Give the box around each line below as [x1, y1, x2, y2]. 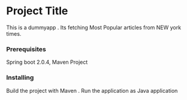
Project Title [6, 4, 68, 18]
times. [6, 30, 22, 37]
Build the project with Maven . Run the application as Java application [6, 87, 178, 94]
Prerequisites [6, 45, 46, 53]
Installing [6, 73, 34, 82]
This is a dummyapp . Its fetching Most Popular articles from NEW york [6, 24, 182, 31]
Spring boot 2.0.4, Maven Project [6, 58, 88, 66]
